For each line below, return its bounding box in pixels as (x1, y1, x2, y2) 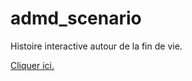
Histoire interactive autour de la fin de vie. (10, 40, 183, 52)
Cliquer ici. (10, 59, 55, 71)
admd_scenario (10, 7, 142, 30)
